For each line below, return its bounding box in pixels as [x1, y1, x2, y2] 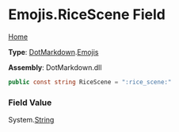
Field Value [8, 97, 52, 108]
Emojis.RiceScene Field [8, 6, 166, 24]
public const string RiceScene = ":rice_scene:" [8, 78, 172, 86]
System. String [8, 115, 55, 125]
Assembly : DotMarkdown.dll [8, 62, 102, 72]
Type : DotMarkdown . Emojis [8, 47, 99, 56]
